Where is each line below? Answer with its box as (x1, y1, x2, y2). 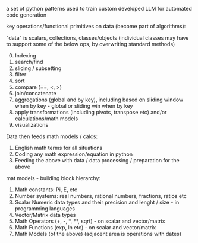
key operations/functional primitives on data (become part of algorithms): (6, 23, 186, 30)
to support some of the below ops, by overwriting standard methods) (6, 41, 175, 47)
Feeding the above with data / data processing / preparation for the (14, 157, 180, 164)
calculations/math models (14, 115, 78, 122)
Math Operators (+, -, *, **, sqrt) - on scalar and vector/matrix (14, 218, 165, 225)
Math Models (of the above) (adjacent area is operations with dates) (14, 231, 182, 237)
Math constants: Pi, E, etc (14, 186, 78, 193)
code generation (6, 11, 47, 18)
